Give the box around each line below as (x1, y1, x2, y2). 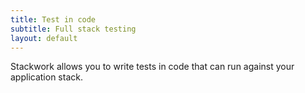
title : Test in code (10, 14, 97, 25)
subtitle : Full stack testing (10, 24, 137, 34)
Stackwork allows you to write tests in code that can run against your (10, 61, 295, 73)
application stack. (10, 71, 83, 83)
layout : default (10, 33, 78, 43)
